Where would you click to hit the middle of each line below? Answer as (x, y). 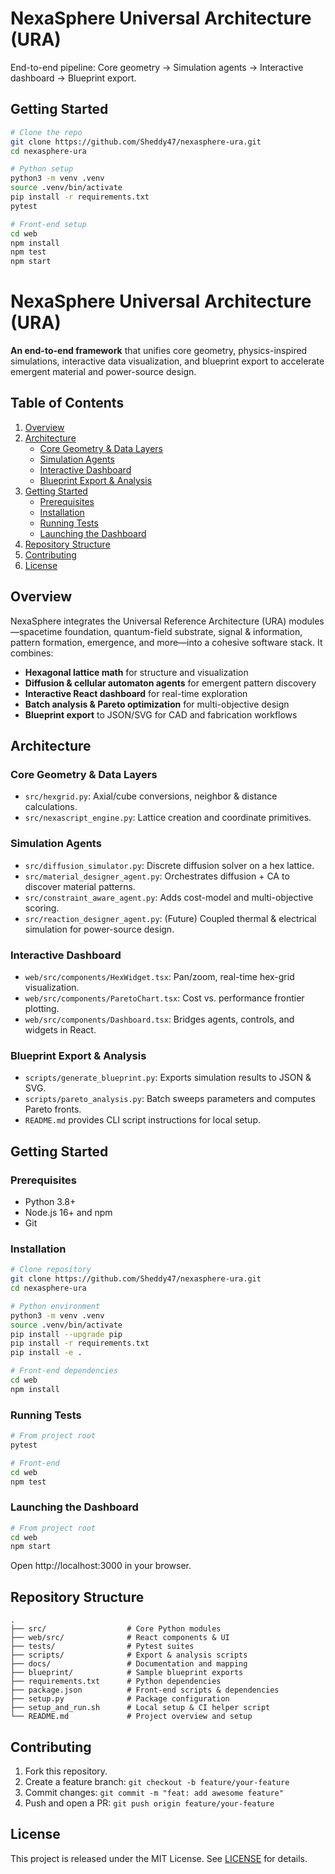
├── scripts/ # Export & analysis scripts (129, 1655)
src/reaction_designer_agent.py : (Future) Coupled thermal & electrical (170, 918)
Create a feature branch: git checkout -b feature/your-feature (157, 1781)
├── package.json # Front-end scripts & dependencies (145, 1690)
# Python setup (42, 169)
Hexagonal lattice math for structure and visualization (136, 672)
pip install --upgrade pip (66, 1334)
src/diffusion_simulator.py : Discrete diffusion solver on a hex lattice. (169, 865)
